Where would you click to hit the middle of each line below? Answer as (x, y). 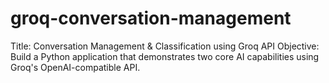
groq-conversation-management (151, 18)
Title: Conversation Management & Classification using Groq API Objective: (165, 46)
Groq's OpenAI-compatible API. (75, 67)
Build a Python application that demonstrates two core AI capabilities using (165, 56)
